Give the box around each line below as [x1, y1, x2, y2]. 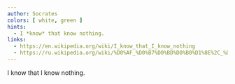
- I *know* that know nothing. [13, 29, 105, 37]
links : [7, 36, 27, 43]
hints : [7, 23, 27, 30]
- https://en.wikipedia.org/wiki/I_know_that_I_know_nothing [13, 43, 196, 50]
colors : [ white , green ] [7, 17, 83, 24]
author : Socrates [7, 10, 58, 17]
